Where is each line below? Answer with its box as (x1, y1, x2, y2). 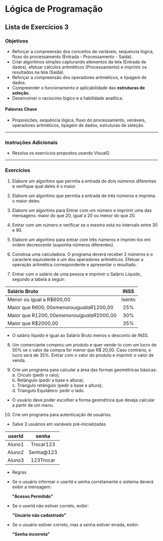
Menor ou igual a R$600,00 (7, 296, 70, 303)
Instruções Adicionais (5, 139, 58, 146)
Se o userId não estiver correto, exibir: (12, 502, 89, 508)
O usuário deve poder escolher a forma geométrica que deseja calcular (12, 397, 155, 403)
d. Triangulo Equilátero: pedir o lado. (12, 387, 85, 393)
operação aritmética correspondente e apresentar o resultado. (12, 261, 137, 267)
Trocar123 (31, 441, 55, 447)
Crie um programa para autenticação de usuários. (12, 411, 112, 418)
